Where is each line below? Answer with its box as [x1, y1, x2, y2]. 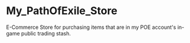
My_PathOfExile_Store [6, 4, 118, 18]
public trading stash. [21, 29, 71, 37]
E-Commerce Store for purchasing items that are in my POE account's [6, 24, 176, 31]
